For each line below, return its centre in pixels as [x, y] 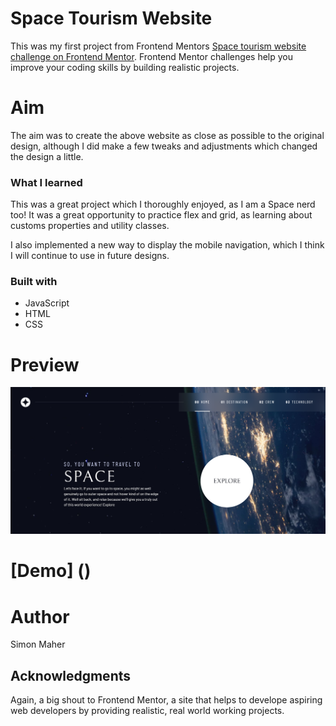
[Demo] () [51, 571]
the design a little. [47, 156]
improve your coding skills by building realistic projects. [125, 67]
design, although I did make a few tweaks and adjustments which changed [164, 146]
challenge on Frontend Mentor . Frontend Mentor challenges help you [151, 56]
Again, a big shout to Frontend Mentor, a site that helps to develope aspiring [166, 700]
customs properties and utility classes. [90, 226]
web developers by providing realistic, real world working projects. [147, 711]
